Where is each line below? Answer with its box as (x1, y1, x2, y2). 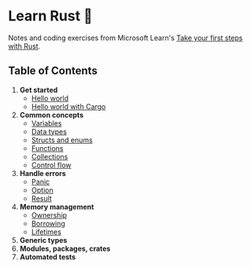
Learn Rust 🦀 (8, 7, 93, 25)
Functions (31, 143, 64, 152)
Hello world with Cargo (31, 101, 106, 111)
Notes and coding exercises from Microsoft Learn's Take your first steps (8, 33, 243, 42)
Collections (31, 152, 68, 161)
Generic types (19, 235, 68, 244)
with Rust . (8, 41, 41, 50)
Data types (31, 127, 67, 136)
